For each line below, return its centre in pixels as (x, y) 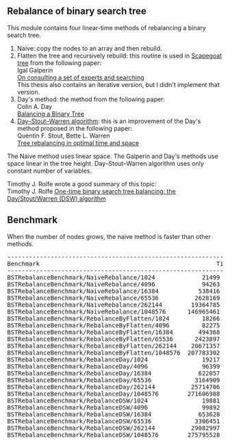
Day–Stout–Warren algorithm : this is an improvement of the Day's (109, 121)
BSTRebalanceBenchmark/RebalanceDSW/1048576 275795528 (114, 435)
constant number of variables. (50, 170)
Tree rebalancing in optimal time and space (78, 142)
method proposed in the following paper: (74, 128)
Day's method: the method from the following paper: (91, 99)
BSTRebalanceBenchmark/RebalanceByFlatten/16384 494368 (114, 332)
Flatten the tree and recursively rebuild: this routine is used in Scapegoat (119, 55)
